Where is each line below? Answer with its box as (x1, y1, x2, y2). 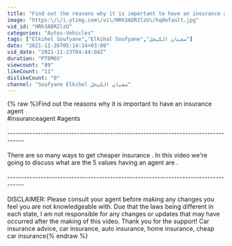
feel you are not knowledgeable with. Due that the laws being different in (7, 202, 214, 211)
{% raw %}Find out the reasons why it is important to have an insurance (7, 100, 212, 108)
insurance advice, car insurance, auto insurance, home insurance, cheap (7, 225, 215, 233)
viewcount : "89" (7, 61, 54, 68)
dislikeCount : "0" (7, 74, 60, 82)
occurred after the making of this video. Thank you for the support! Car (7, 217, 209, 225)
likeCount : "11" (7, 68, 54, 75)
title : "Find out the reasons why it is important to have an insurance (7, 10, 221, 17)
